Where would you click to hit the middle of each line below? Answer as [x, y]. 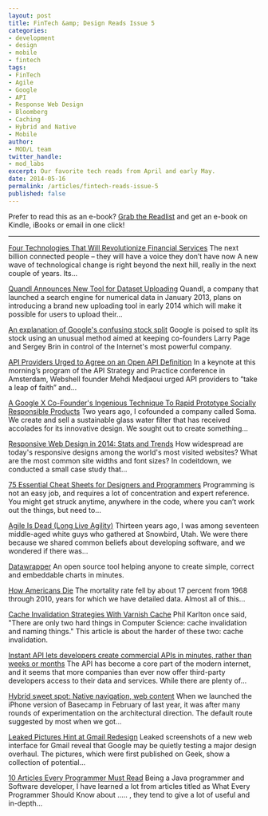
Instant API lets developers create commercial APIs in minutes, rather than [130, 655]
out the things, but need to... [55, 510]
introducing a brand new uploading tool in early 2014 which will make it [125, 306]
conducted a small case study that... [68, 469]
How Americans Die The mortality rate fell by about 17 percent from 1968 [128, 590]
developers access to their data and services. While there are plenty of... [128, 680]
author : [21, 142]
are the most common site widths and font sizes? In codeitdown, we [120, 460]
